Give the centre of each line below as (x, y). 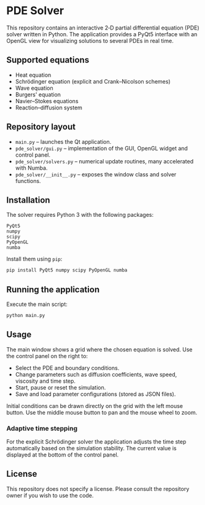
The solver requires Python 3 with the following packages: (80, 215)
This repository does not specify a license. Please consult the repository (98, 488)
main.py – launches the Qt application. (63, 141)
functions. (28, 181)
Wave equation (34, 88)
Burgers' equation (38, 94)
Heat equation (33, 75)
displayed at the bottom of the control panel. (63, 455)
